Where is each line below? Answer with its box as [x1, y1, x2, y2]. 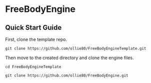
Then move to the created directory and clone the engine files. [5, 55, 134, 61]
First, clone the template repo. [5, 36, 67, 42]
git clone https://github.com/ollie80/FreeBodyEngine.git [5, 73, 128, 78]
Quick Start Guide [5, 23, 62, 32]
